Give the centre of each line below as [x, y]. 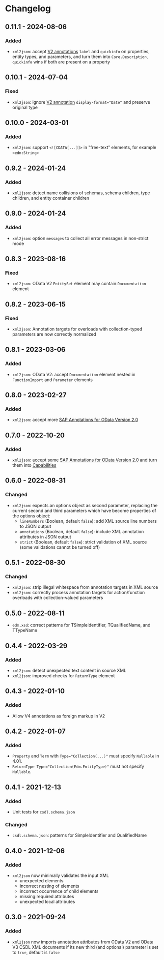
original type [25, 107]
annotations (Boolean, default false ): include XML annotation [82, 531]
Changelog [28, 9]
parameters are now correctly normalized [54, 334]
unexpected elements [41, 880]
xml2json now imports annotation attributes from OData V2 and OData [83, 942]
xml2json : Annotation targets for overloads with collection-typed [77, 329]
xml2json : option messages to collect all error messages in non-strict [80, 238]
